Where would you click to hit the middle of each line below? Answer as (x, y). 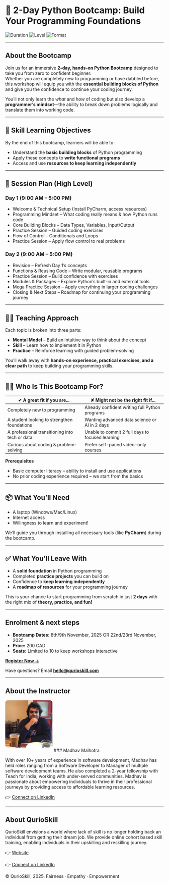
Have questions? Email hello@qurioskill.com (52, 670)
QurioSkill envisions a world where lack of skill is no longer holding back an (83, 832)
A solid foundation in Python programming (57, 570)
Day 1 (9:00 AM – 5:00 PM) (38, 198)
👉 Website (17, 853)
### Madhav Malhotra (76, 750)
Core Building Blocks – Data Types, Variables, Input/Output (73, 225)
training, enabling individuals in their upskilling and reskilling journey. (76, 843)
